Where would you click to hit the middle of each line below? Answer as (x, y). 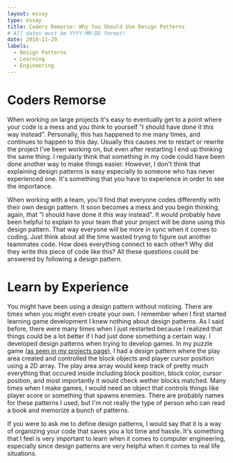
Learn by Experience (68, 287)
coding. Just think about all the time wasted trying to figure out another (109, 236)
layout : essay (28, 14)
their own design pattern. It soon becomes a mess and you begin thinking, (114, 207)
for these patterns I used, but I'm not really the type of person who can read (116, 402)
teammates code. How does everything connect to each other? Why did (110, 244)
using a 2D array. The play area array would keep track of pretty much (108, 365)
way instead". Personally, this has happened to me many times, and (104, 134)
